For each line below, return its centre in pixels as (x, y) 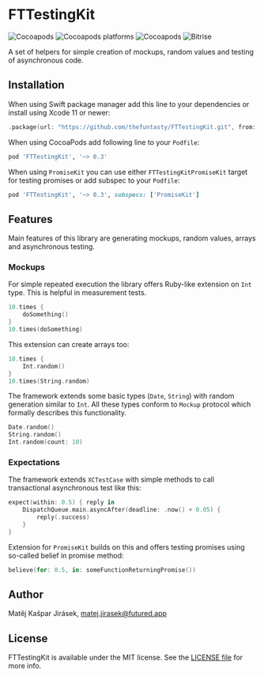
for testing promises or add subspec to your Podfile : (94, 180)
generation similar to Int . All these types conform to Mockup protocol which (130, 404)
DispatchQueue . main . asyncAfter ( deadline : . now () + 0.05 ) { (122, 510)
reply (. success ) (63, 517)
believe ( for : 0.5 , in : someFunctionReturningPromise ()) (102, 570)
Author (26, 595)
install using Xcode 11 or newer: (59, 112)
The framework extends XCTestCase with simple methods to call (111, 479)
